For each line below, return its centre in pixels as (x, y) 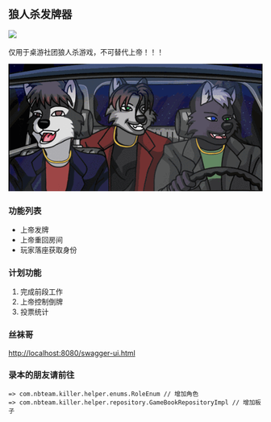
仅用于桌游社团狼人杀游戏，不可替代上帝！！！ (86, 52)
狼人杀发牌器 (40, 14)
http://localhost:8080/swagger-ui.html (72, 353)
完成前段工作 (41, 292)
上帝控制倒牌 (41, 302)
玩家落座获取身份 (48, 250)
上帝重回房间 (41, 239)
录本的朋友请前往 (42, 375)
